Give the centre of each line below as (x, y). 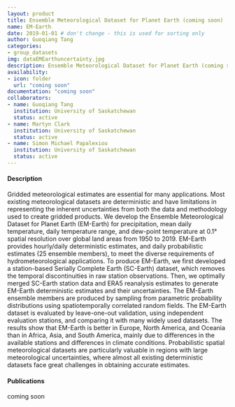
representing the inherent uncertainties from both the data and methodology (117, 209)
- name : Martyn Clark (39, 124)
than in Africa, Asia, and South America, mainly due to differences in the (111, 335)
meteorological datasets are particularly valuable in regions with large (108, 350)
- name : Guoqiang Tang (40, 105)
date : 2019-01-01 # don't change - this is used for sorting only (106, 33)
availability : (28, 72)
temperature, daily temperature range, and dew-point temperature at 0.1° (112, 232)
